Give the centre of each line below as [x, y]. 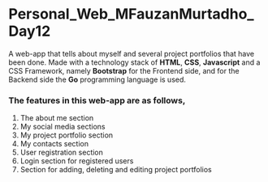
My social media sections [63, 127]
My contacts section [54, 144]
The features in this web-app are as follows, [97, 100]
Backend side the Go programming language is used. [97, 79]
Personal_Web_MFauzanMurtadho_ [131, 14]
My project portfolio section [67, 135]
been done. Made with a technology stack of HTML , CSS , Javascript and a [134, 62]
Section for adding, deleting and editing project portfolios [116, 170]
